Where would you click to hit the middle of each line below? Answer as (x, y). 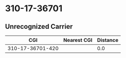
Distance (108, 40)
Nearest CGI (78, 40)
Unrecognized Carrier (39, 27)
